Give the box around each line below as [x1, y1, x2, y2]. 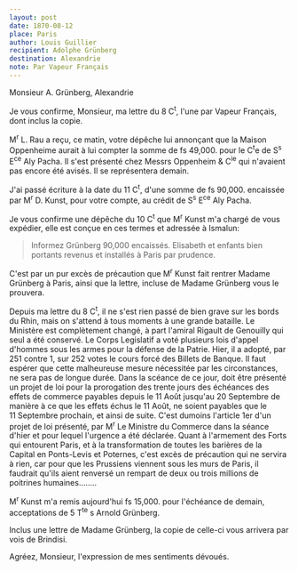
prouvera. [9, 287, 45, 298]
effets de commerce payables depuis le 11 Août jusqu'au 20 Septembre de [9, 390, 281, 401]
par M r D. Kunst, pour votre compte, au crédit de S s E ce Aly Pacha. [9, 193, 252, 205]
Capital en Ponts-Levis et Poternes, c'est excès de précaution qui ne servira [9, 449, 287, 460]
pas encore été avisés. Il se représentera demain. [9, 165, 189, 176]
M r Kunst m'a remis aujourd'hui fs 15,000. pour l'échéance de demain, [9, 495, 265, 507]
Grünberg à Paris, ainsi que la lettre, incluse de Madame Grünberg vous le [9, 277, 279, 289]
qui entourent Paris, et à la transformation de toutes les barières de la [9, 439, 263, 450]
